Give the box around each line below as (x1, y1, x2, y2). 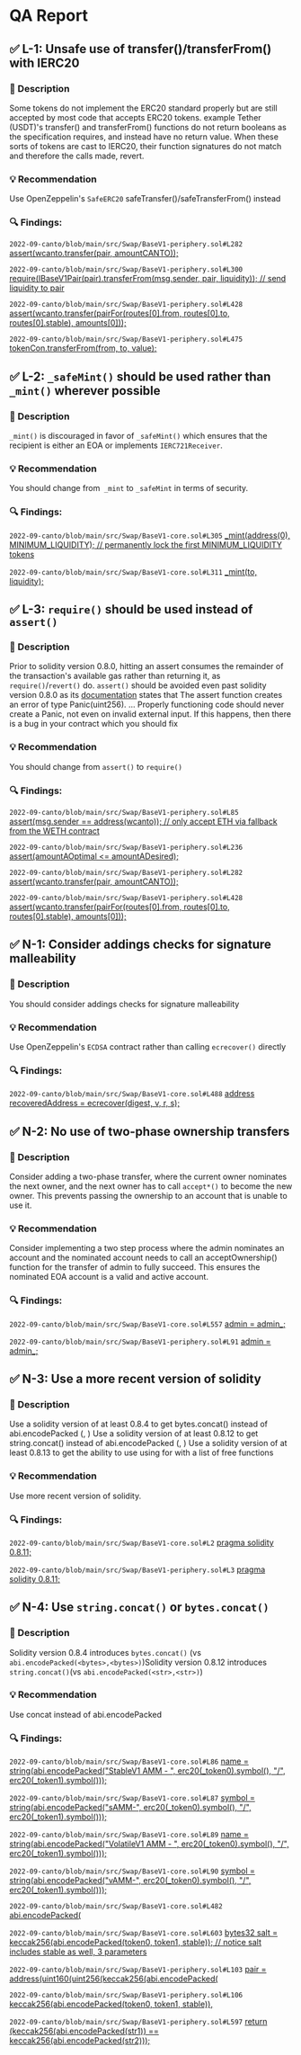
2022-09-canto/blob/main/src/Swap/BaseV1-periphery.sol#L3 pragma (9, 1564, 266, 1575)
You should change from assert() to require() (9, 761, 182, 772)
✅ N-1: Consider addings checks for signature (9, 937, 272, 952)
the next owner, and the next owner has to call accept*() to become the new (9, 1181, 293, 1192)
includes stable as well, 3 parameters (9, 1946, 147, 1957)
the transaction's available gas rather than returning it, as (9, 671, 221, 682)
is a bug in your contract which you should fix (9, 719, 178, 729)
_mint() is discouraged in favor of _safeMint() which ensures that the (9, 431, 268, 442)
